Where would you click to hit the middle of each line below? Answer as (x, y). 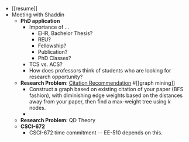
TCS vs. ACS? (46, 64)
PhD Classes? (54, 58)
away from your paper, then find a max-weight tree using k (100, 101)
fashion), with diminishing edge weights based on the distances (106, 95)
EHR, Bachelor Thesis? (65, 33)
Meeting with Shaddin (38, 15)
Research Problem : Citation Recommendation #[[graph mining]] (98, 83)
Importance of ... (49, 27)
